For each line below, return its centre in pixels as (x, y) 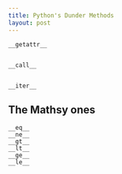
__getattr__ (28, 44)
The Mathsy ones (52, 110)
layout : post (30, 23)
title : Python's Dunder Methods (61, 15)
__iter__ (22, 86)
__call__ (22, 65)
